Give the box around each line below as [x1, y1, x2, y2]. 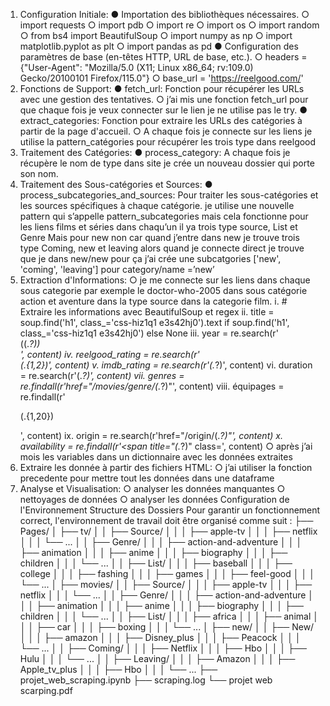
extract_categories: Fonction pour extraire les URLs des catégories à [19, 115, 303, 126]
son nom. [19, 168, 59, 179]
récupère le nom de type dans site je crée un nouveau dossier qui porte [19, 157, 315, 169]
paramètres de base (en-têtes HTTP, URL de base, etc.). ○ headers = [19, 51, 308, 63]
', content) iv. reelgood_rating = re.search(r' [19, 349, 200, 360]
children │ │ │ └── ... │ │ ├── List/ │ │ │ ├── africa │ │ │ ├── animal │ [19, 610, 319, 622]
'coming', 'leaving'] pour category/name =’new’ [19, 264, 215, 275]
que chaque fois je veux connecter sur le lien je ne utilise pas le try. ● [19, 104, 308, 116]
